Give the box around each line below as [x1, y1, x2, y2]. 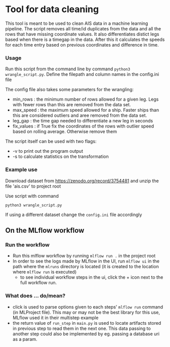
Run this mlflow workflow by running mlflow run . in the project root [12, 253, 156, 259]
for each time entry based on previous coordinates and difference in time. [5, 41, 159, 48]
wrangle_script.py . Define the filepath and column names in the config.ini [5, 71, 159, 77]
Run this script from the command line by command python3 [5, 66, 131, 72]
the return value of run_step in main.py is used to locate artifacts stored [12, 320, 161, 326]
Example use [5, 166, 38, 173]
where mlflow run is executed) [12, 269, 77, 275]
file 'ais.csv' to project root [5, 183, 61, 189]
